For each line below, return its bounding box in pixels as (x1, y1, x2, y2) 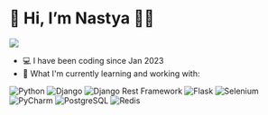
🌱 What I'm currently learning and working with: (22, 67, 200, 79)
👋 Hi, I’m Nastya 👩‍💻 (9, 8, 155, 29)
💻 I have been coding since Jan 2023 (22, 55, 164, 66)
